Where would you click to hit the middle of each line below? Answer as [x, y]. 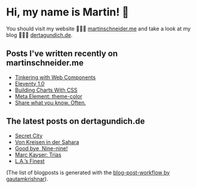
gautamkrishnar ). [27, 178]
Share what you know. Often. [50, 102]
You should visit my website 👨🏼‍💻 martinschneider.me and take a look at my [98, 29]
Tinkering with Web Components [55, 77]
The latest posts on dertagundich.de [76, 121]
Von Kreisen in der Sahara [47, 142]
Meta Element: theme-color [48, 96]
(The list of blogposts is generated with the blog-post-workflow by [88, 173]
